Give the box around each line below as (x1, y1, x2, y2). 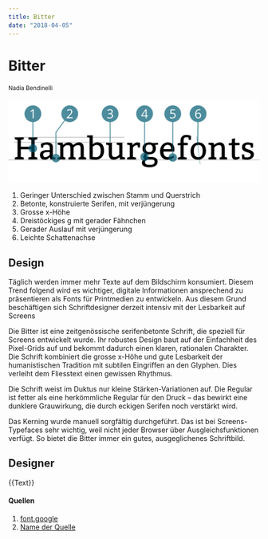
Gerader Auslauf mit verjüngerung (19, 224, 132, 234)
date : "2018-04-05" (8, 21, 73, 30)
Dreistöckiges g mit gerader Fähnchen (19, 216, 146, 226)
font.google (19, 514, 58, 524)
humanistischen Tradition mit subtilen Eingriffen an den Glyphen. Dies (8, 360, 238, 370)
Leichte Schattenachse (19, 233, 96, 242)
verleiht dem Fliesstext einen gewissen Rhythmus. (8, 369, 173, 379)
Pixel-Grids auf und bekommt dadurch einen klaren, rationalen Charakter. (8, 344, 249, 353)
